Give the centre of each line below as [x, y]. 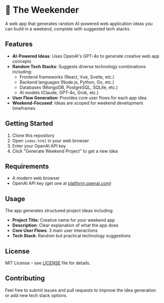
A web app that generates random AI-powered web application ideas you [79, 24]
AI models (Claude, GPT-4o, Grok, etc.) [59, 92]
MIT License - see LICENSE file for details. [48, 263]
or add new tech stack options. [36, 295]
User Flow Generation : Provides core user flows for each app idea [79, 98]
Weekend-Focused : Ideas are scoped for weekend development [78, 103]
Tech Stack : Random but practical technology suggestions [71, 236]
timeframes [24, 108]
